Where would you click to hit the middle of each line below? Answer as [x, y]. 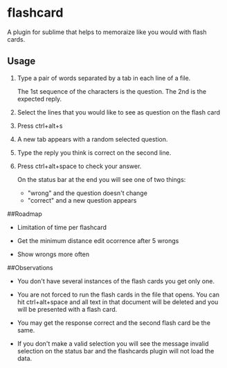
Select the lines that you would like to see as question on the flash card [118, 112]
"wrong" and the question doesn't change [87, 193]
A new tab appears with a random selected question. [92, 139]
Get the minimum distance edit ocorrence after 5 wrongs [98, 240]
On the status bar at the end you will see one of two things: [101, 179]
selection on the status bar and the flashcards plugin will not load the [116, 351]
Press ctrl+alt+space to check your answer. [79, 166]
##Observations [30, 267]
